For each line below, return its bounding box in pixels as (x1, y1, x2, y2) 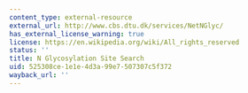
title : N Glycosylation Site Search (9, 54, 144, 63)
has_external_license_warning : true (9, 29, 144, 38)
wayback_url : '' (9, 71, 69, 80)
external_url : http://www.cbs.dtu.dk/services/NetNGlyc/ (9, 21, 224, 30)
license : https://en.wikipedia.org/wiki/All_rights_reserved (9, 37, 240, 47)
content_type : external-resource (9, 12, 133, 22)
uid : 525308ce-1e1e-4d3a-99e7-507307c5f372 (9, 63, 173, 72)
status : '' (9, 46, 50, 55)
